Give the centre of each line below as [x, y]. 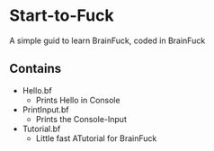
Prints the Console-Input [81, 119]
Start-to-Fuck [62, 16]
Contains [35, 69]
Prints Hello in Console [78, 100]
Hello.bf [37, 90]
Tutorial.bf [41, 129]
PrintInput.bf [45, 110]
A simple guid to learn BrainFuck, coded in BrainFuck [107, 40]
